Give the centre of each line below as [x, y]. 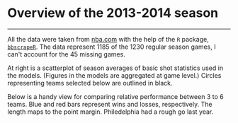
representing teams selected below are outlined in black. [90, 83]
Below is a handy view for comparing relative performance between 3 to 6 [116, 96]
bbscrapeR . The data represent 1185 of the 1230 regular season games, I [112, 47]
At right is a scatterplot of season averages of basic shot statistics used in [115, 68]
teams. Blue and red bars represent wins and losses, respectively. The [110, 104]
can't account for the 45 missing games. [66, 54]
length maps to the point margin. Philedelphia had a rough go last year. [110, 112]
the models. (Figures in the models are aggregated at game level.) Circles [114, 75]
